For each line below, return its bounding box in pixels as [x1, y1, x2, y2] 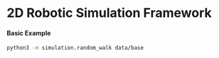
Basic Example [6, 28, 51, 37]
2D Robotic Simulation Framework [6, 5, 212, 21]
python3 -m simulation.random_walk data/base [6, 45, 144, 52]
